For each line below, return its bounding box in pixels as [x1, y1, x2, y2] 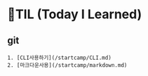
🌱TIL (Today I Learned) [7, 6, 142, 23]
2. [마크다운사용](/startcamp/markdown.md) [7, 62, 128, 69]
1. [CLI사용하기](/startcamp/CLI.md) [7, 54, 112, 61]
